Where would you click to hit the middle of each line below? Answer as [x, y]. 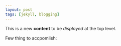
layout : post [19, 10]
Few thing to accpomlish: [31, 38]
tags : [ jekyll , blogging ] [32, 14]
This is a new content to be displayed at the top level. [61, 28]
